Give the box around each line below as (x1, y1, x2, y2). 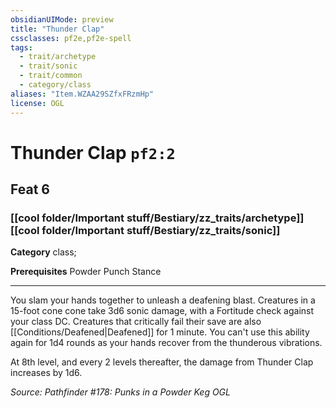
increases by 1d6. (10, 367, 83, 379)
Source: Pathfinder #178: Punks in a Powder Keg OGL (10, 386, 231, 398)
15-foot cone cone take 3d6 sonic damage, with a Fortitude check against (10, 305, 315, 317)
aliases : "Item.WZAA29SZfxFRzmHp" (10, 89, 155, 99)
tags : (10, 42, 33, 53)
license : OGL (10, 98, 65, 108)
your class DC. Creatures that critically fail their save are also (10, 316, 262, 328)
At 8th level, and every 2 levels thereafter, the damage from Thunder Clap (10, 356, 314, 368)
